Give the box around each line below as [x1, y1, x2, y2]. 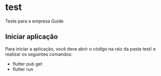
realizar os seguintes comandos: [5, 51, 73, 57]
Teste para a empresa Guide [5, 18, 64, 24]
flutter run [12, 66, 34, 72]
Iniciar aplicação [5, 32, 58, 41]
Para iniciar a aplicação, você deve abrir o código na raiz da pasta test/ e [5, 45, 156, 51]
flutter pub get [12, 60, 43, 66]
